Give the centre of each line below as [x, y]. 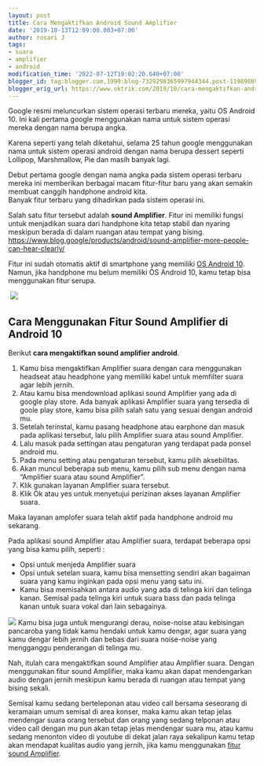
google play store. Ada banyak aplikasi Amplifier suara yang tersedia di [134, 402]
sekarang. [24, 526]
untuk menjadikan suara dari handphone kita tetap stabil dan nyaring [119, 224]
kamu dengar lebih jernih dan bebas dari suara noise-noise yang [113, 639]
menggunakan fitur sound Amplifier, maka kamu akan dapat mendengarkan [130, 672]
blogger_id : [27, 81]
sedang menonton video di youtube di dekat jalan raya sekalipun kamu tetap [132, 737]
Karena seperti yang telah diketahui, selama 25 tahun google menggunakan [130, 143]
